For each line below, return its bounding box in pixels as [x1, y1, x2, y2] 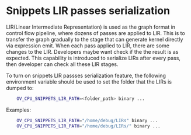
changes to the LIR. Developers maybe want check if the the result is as [6, 48, 179, 55]
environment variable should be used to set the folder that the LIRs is [6, 78, 172, 85]
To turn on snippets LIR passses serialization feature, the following [6, 72, 166, 79]
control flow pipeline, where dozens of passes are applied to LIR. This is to [6, 29, 185, 36]
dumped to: [6, 84, 34, 91]
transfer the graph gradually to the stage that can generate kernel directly [6, 36, 183, 43]
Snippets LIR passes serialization [6, 4, 171, 18]
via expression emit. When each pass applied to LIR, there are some [6, 42, 169, 49]
